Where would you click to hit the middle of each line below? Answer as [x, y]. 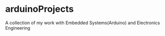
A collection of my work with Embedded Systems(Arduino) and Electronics [83, 23]
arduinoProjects [40, 9]
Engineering [18, 28]
